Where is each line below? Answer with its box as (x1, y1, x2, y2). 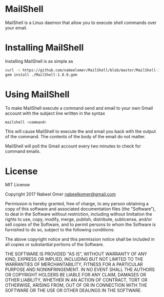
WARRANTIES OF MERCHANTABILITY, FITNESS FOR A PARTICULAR (5, 261, 143, 268)
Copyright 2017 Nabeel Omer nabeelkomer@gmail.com (5, 191, 116, 197)
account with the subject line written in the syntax (5, 110, 105, 116)
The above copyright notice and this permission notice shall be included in (5, 236, 155, 242)
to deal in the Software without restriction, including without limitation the (5, 211, 152, 217)
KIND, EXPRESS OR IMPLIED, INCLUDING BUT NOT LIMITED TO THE (5, 256, 143, 262)
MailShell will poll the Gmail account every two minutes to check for (5, 143, 141, 149)
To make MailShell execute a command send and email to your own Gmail (5, 105, 153, 111)
